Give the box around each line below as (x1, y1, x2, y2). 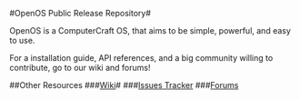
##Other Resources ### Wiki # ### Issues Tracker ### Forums (9, 80, 239, 90)
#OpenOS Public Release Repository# (9, 8, 152, 18)
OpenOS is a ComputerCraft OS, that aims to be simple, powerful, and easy (9, 25, 291, 35)
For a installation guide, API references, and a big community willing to (9, 53, 274, 63)
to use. (9, 35, 35, 45)
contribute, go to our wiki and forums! (9, 63, 151, 73)
